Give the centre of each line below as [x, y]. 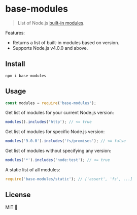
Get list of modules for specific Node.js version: [55, 132]
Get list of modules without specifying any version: [58, 151]
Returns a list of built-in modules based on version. [66, 42]
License [18, 195]
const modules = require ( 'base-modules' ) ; [51, 103]
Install [15, 64]
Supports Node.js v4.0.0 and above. [50, 48]
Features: [15, 33]
